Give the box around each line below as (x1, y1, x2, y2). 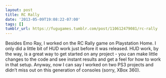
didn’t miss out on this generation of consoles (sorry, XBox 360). (5, 67, 141, 73)
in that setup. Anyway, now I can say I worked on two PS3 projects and (5, 62, 154, 68)
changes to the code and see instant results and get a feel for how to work (5, 56, 161, 62)
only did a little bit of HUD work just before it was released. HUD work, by (5, 46, 159, 52)
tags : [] (5, 21, 24, 27)
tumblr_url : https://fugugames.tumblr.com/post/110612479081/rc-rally (5, 26, 158, 31)
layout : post (5, 7, 33, 13)
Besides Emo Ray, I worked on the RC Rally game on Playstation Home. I (5, 40, 156, 46)
